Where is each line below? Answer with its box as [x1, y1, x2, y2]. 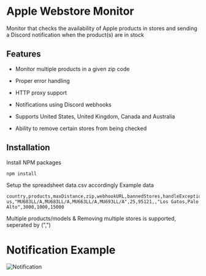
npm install [6, 171, 37, 177]
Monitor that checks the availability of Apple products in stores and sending [6, 25, 197, 32]
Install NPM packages [6, 158, 61, 166]
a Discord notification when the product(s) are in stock [6, 31, 144, 38]
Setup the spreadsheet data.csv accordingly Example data [6, 182, 154, 189]
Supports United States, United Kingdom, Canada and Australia [15, 112, 175, 120]
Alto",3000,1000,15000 [6, 204, 64, 210]
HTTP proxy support [15, 89, 67, 96]
